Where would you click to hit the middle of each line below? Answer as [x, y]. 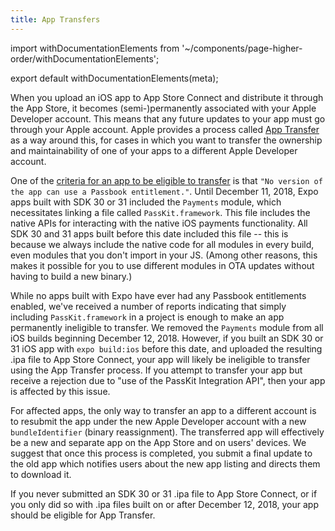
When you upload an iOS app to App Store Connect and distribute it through [167, 97]
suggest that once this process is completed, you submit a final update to [161, 453]
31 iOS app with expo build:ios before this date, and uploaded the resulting [166, 348]
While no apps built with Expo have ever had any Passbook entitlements [158, 295]
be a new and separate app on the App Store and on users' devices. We [158, 442]
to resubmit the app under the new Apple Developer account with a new [158, 421]
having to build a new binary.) [71, 276]
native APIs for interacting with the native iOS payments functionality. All [159, 223]
